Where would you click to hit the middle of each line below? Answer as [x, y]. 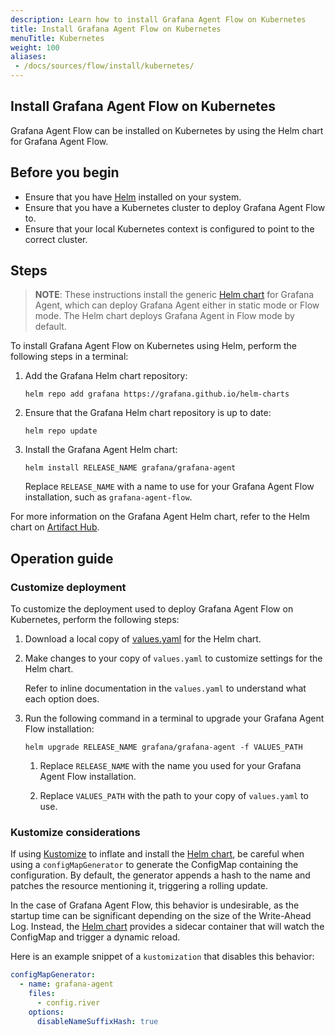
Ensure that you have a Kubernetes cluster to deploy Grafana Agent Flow [175, 207]
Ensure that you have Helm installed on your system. [133, 197]
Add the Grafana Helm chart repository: [106, 376]
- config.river [68, 1003]
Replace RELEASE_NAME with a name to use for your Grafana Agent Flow [169, 487]
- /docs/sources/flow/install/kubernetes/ [104, 66]
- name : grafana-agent [66, 984]
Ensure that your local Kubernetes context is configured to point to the [169, 228]
